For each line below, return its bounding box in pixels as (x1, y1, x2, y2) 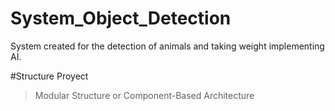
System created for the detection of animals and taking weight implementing (10, 40, 325, 52)
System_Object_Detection (10, 7, 232, 30)
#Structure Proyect (10, 70, 89, 82)
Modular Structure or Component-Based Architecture (34, 89, 255, 101)
